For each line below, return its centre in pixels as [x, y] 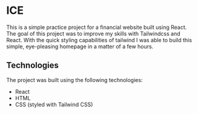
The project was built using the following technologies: [74, 80]
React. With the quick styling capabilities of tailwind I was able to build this [99, 40]
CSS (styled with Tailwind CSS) [54, 104]
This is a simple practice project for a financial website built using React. [97, 27]
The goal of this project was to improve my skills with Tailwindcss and [93, 33]
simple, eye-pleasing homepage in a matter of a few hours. [80, 46]
